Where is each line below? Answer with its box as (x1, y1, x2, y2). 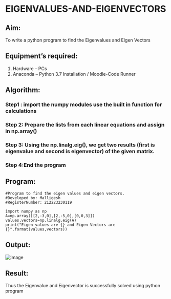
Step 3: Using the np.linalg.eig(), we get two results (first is (5, 141, 155, 148)
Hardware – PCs (12, 65, 47, 72)
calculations (5, 108, 37, 115)
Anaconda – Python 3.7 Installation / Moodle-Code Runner (12, 71, 136, 77)
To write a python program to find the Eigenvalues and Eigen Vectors (5, 37, 151, 43)
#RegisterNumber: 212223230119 (5, 200, 72, 205)
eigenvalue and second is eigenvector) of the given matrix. (5, 147, 155, 155)
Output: (5, 241, 31, 249)
